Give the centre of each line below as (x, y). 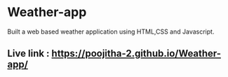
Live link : (28, 54)
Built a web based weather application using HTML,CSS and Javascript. (111, 31)
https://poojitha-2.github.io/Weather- (136, 54)
